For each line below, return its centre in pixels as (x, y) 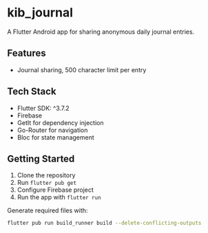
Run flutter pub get (47, 183)
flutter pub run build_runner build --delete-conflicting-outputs (104, 223)
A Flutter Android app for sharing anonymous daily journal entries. (101, 32)
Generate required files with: (48, 210)
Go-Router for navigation (52, 130)
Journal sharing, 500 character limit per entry (82, 69)
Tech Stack (32, 92)
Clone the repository (46, 175)
